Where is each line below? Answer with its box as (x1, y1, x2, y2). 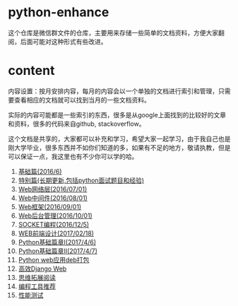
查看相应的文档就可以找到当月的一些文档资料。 (13, 95, 150, 104)
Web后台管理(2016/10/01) (18, 211, 93, 220)
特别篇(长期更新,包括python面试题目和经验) (18, 176, 144, 184)
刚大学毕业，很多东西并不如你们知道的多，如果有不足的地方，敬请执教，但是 (8, 143, 231, 152)
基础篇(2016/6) (18, 167, 62, 175)
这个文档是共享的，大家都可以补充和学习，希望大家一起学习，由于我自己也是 (8, 134, 231, 143)
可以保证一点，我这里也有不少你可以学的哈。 (8, 152, 138, 160)
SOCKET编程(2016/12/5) (18, 220, 90, 228)
